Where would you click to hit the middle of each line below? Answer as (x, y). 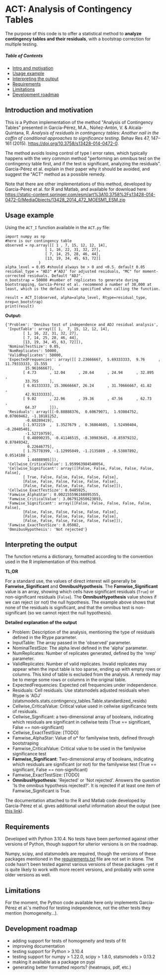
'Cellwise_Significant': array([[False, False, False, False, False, (81, 468)
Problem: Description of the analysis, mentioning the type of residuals (83, 632)
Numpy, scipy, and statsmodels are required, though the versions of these (81, 854)
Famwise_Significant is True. (41, 791)
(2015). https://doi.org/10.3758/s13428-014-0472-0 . (66, 143)
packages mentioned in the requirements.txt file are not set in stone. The (80, 859)
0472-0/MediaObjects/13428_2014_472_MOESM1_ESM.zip (65, 200)
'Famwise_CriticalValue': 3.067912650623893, (55, 499)
